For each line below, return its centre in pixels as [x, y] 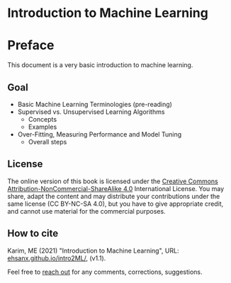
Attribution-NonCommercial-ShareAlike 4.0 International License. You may [116, 188]
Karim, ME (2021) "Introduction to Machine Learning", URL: [93, 250]
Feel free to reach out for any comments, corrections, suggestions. [105, 272]
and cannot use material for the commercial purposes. [86, 211]
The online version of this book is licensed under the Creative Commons [113, 181]
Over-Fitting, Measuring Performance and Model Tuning [100, 134]
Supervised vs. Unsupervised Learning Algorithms [91, 112]
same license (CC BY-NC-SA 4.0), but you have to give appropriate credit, [115, 204]
